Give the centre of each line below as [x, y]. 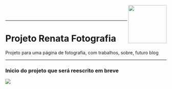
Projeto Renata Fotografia [61, 39]
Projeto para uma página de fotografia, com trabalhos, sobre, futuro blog [82, 52]
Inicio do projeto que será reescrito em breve [62, 70]
